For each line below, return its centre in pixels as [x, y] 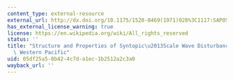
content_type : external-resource [56, 14]
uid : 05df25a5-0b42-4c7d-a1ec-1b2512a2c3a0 [71, 59]
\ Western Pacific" [42, 53]
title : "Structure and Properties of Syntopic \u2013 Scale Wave [101, 46]
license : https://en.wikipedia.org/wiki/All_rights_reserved [98, 33]
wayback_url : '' [31, 65]
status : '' [23, 40]
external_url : [28, 20]
